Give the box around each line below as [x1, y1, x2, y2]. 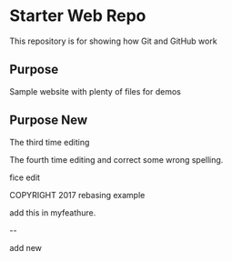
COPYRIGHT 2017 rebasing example [9, 189, 146, 200]
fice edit [9, 172, 41, 183]
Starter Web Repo [9, 5, 146, 26]
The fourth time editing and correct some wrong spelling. [9, 154, 224, 165]
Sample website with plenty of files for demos [9, 85, 182, 96]
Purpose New [9, 113, 88, 128]
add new [9, 242, 43, 253]
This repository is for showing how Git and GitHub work [9, 35, 217, 46]
